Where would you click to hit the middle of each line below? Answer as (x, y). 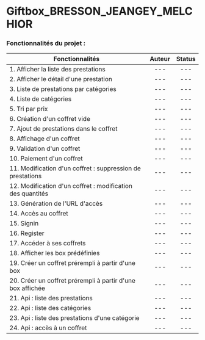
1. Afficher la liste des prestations (57, 70)
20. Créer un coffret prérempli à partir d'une (73, 281)
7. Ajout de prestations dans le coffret (63, 129)
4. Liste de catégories (41, 99)
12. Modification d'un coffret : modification (71, 186)
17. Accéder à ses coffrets (48, 244)
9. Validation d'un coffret (45, 149)
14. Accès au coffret (39, 214)
